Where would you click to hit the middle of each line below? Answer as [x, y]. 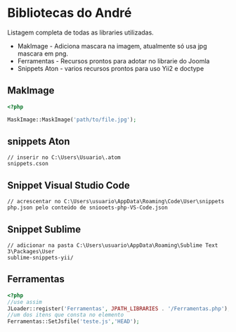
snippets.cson [28, 164]
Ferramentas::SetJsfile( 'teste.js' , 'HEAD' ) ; [73, 321]
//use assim [25, 302]
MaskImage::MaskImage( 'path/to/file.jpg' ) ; [72, 120]
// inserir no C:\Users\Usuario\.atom [64, 158]
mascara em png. [43, 53]
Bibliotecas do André [70, 13]
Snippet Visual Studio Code [68, 185]
